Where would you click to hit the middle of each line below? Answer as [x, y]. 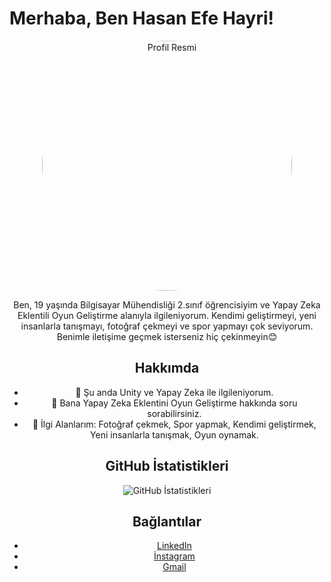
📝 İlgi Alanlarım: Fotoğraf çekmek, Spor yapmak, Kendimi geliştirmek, [174, 424]
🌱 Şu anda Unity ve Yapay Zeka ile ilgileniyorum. [174, 392]
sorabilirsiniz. [174, 413]
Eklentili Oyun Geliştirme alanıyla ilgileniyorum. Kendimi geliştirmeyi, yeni [167, 315]
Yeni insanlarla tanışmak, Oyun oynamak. [174, 434]
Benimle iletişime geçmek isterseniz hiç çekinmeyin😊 [167, 336]
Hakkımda [167, 368]
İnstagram [174, 556]
